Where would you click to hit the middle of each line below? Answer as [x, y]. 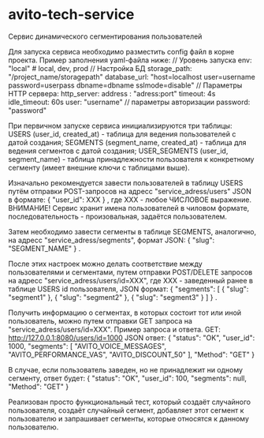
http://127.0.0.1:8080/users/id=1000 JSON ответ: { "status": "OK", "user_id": [132, 338]
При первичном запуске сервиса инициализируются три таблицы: [120, 125]
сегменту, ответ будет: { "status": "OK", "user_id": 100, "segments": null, [127, 378]
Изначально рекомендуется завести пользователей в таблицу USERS [126, 182]
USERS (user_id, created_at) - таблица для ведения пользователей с [122, 134]
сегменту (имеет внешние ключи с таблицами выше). [99, 167]
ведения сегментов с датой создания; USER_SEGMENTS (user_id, [118, 151]
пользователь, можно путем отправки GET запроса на [100, 320]
